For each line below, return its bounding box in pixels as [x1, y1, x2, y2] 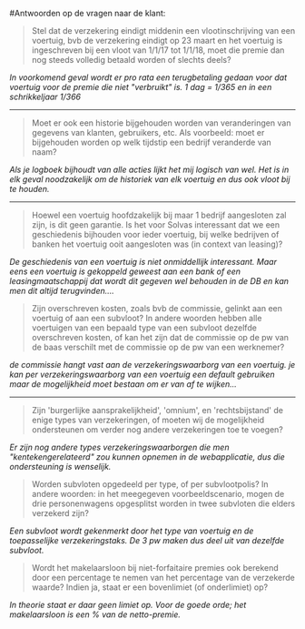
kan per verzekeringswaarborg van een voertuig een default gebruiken [9, 369, 275, 380]
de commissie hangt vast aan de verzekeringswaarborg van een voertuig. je [9, 360, 296, 370]
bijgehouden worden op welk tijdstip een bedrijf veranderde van [31, 137, 272, 147]
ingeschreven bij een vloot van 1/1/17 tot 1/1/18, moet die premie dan [31, 45, 285, 56]
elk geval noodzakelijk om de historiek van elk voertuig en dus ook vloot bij [9, 174, 290, 185]
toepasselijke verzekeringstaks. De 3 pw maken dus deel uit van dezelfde [9, 535, 285, 545]
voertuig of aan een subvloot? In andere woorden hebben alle [31, 313, 262, 323]
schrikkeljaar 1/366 [9, 91, 82, 102]
